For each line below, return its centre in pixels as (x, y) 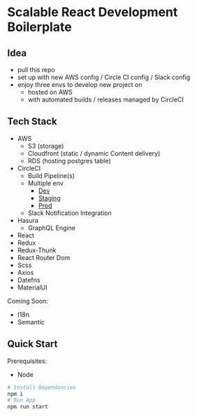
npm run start (28, 407)
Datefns (29, 280)
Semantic (31, 322)
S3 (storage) (46, 146)
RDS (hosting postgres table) (70, 160)
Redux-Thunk (37, 250)
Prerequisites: (27, 361)
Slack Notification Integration (70, 213)
